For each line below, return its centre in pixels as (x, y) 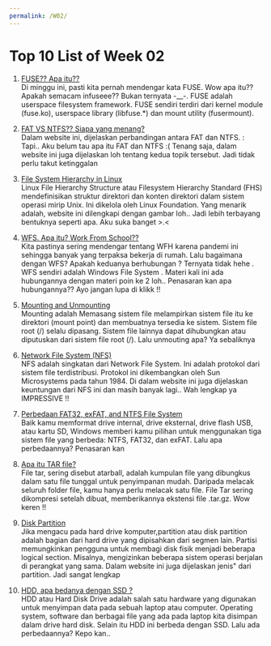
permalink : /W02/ (38, 16)
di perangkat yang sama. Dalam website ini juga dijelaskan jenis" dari (136, 566)
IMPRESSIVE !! (45, 398)
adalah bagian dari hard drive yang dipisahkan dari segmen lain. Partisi (139, 540)
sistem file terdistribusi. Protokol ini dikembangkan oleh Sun (121, 372)
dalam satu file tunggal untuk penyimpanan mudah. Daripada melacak (137, 481)
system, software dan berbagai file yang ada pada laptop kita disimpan (139, 616)
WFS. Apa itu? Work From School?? (80, 237)
